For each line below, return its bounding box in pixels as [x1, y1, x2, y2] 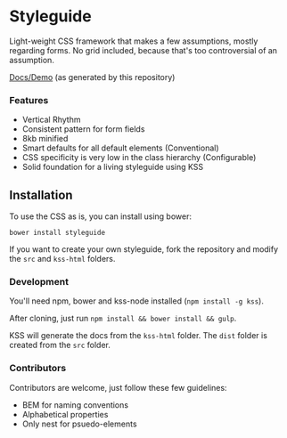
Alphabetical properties [21, 409, 109, 419]
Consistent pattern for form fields [21, 124, 145, 134]
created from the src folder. [9, 340, 111, 351]
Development [9, 275, 70, 288]
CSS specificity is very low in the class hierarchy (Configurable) [21, 152, 257, 163]
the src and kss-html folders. [9, 254, 116, 264]
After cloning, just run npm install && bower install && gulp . [9, 313, 237, 324]
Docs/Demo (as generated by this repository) [9, 71, 176, 82]
